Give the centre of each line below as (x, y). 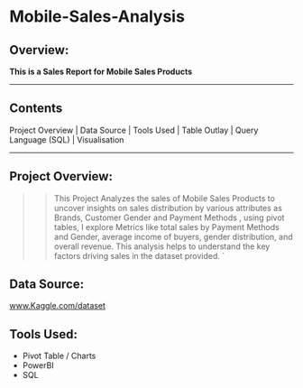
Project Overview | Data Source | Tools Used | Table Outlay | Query (134, 130)
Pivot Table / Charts (59, 356)
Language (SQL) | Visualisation (67, 139)
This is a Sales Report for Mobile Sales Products (101, 71)
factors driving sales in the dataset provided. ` (139, 255)
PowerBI (38, 365)
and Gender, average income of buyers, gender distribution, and (173, 236)
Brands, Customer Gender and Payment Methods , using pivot (169, 217)
